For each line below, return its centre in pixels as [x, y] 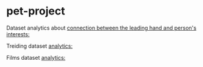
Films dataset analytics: [36, 57]
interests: [18, 34]
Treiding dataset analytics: [40, 46]
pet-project [36, 11]
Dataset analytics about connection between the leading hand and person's [101, 28]
